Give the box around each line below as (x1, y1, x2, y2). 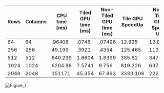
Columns (25, 18, 47, 25)
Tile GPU (122, 15, 143, 22)
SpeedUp (121, 21, 144, 28)
